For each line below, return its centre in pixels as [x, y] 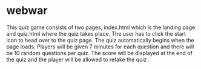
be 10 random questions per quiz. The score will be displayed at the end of [99, 53]
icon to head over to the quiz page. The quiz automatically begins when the [100, 40]
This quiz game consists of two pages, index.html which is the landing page [101, 27]
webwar [27, 11]
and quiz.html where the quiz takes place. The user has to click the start [96, 33]
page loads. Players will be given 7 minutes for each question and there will [100, 47]
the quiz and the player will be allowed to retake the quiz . [78, 59]
